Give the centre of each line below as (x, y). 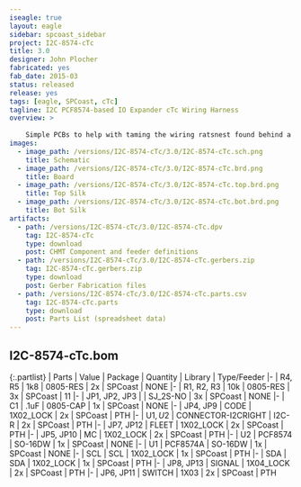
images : (24, 143)
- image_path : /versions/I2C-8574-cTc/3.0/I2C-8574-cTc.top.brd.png (148, 185)
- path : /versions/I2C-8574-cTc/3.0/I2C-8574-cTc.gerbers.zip (136, 261)
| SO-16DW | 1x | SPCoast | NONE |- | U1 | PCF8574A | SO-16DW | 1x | (138, 444)
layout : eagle (36, 26)
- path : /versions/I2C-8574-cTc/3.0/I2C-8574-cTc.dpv (120, 227)
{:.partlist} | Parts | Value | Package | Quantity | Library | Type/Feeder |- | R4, (151, 377)
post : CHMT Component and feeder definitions (112, 252)
